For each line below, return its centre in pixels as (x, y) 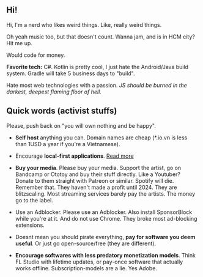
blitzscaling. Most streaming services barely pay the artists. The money (105, 194)
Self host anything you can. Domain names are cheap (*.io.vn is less (101, 138)
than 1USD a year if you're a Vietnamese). (68, 144)
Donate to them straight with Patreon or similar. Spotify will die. (94, 180)
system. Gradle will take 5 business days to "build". (71, 73)
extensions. (30, 225)
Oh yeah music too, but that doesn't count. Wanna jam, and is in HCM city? (101, 37)
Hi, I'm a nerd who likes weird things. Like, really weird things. (84, 24)
